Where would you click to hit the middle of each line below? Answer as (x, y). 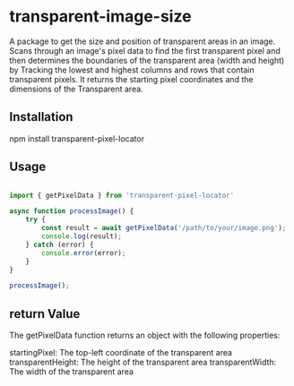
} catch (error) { (60, 244)
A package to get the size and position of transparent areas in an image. (143, 41)
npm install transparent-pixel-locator (77, 138)
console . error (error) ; (84, 253)
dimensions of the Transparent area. (76, 89)
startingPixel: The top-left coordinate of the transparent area (121, 353)
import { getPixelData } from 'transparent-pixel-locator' (122, 195)
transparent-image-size (100, 17)
